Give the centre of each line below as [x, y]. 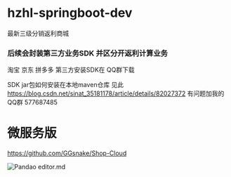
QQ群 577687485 [33, 103]
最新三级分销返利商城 [38, 33]
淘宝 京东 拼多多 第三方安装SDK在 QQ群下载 [71, 70]
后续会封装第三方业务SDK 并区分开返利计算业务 [88, 53]
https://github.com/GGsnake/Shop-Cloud [67, 153]
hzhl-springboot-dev [70, 13]
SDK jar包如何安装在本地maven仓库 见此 [66, 85]
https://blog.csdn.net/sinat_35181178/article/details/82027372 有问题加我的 [116, 93]
